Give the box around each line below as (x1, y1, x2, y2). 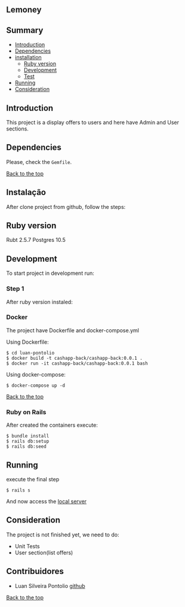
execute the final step (6, 475, 60, 482)
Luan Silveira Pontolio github (14, 582, 85, 589)
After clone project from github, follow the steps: (6, 203, 126, 210)
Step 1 (6, 284, 24, 293)
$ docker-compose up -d (6, 383, 66, 389)
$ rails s (6, 487, 31, 493)
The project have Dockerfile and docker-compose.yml (6, 326, 139, 334)
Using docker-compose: (6, 371, 66, 378)
